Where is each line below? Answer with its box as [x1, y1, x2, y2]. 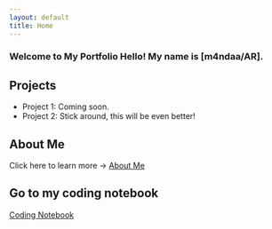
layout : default [9, 12, 69, 22]
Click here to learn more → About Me [9, 161, 145, 171]
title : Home [9, 21, 53, 30]
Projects [9, 77, 57, 93]
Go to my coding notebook [9, 186, 158, 201]
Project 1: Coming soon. [21, 101, 109, 112]
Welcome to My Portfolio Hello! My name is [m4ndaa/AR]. [9, 51, 264, 63]
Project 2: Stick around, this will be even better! [21, 111, 196, 122]
